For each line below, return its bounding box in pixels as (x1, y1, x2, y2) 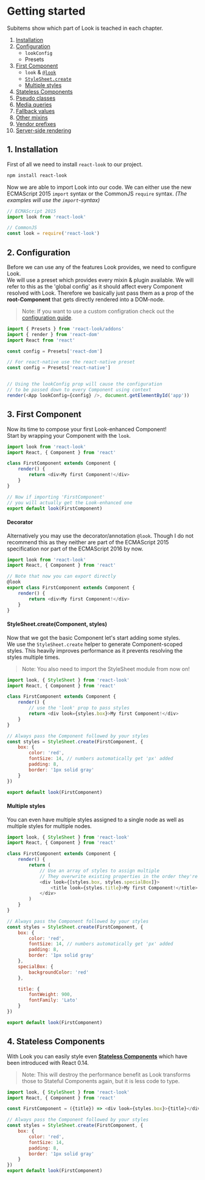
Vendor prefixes (15, 120, 57, 127)
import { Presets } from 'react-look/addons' (7, 326, 124, 332)
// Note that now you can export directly (7, 574, 116, 580)
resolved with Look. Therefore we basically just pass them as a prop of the (7, 289, 194, 297)
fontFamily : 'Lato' (29, 997, 78, 1003)
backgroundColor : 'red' (29, 969, 89, 975)
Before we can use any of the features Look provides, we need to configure (7, 263, 196, 270)
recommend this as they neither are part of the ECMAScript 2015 (7, 538, 169, 546)
